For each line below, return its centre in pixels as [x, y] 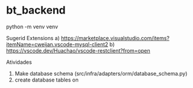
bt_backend [36, 10]
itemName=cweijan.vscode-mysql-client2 [57, 44]
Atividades [19, 62]
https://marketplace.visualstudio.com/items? [115, 38]
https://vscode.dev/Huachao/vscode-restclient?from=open [78, 50]
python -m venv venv [32, 27]
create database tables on [46, 80]
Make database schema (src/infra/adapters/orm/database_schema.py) [101, 73]
